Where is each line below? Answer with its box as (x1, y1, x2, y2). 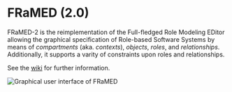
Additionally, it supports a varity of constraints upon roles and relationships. (7, 50, 225, 59)
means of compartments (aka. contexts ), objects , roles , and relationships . (7, 43, 220, 51)
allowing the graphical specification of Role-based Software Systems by (7, 35, 215, 43)
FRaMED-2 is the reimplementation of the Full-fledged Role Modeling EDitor (7, 28, 225, 36)
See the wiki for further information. (7, 63, 110, 72)
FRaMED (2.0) (7, 5, 89, 21)
